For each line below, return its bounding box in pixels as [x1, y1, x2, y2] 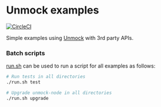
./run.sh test [6, 79, 41, 85]
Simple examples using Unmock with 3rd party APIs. [6, 34, 134, 41]
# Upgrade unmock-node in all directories [6, 89, 112, 96]
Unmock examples [6, 4, 99, 17]
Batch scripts [6, 49, 45, 57]
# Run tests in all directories [6, 74, 86, 80]
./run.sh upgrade [6, 95, 49, 101]
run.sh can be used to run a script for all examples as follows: [6, 62, 156, 69]
